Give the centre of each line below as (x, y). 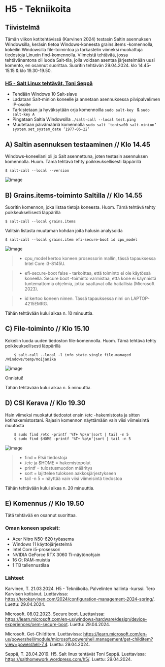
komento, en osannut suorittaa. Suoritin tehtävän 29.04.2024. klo (71, 65)
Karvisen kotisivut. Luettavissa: (37, 593)
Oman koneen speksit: (33, 528)
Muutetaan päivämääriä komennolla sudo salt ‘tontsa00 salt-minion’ (84, 125)
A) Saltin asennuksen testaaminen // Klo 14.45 (78, 144)
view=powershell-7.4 (26, 644)
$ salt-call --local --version (37, 171)
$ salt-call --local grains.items (41, 221)
